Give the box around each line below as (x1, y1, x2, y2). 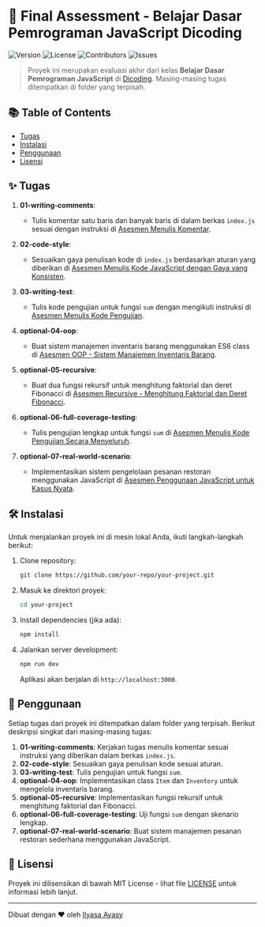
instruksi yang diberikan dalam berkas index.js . (19, 751, 176, 760)
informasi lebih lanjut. (8, 887, 78, 896)
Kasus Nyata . (31, 483, 75, 493)
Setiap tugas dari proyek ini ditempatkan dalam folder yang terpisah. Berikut (8, 718, 256, 728)
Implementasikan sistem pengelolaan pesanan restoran (31, 467, 211, 476)
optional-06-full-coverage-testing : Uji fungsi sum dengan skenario (19, 809, 239, 819)
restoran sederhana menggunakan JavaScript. (19, 834, 171, 844)
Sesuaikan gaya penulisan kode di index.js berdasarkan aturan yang (31, 255, 256, 264)
